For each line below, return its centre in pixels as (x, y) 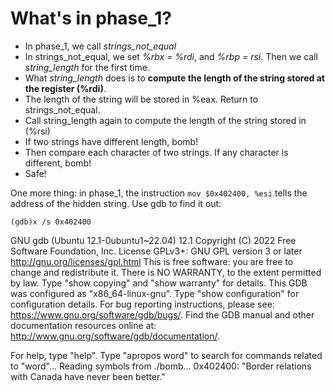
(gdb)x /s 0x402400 (51, 222)
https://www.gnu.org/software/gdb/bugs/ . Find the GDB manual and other (162, 314)
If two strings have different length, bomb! (111, 141)
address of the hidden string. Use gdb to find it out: (116, 203)
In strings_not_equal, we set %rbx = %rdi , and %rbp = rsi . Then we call (171, 56)
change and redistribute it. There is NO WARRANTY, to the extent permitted (166, 272)
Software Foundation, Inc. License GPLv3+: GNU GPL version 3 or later (156, 251)
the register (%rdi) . (65, 88)
